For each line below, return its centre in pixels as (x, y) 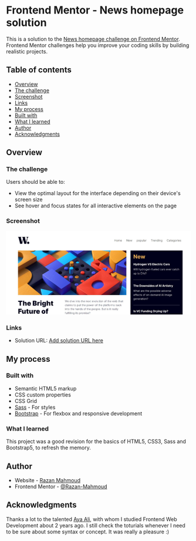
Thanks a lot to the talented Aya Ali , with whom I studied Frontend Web (92, 519)
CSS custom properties (43, 395)
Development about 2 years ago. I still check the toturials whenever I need (96, 525)
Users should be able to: (36, 182)
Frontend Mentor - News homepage (95, 10)
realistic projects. (27, 51)
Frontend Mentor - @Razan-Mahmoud (61, 486)
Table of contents (39, 70)
